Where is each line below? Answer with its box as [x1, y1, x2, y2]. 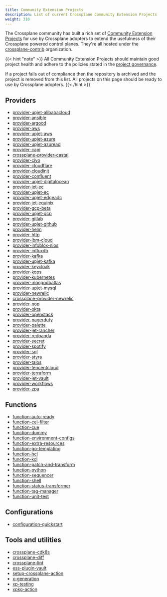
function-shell [12, 477, 41, 483]
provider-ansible [12, 115, 46, 121]
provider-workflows [12, 381, 53, 387]
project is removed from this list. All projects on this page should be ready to [5, 76, 162, 83]
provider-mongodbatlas [12, 280, 61, 286]
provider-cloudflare [12, 163, 52, 169]
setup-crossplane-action [12, 570, 64, 576]
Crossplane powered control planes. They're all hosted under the [5, 41, 139, 47]
